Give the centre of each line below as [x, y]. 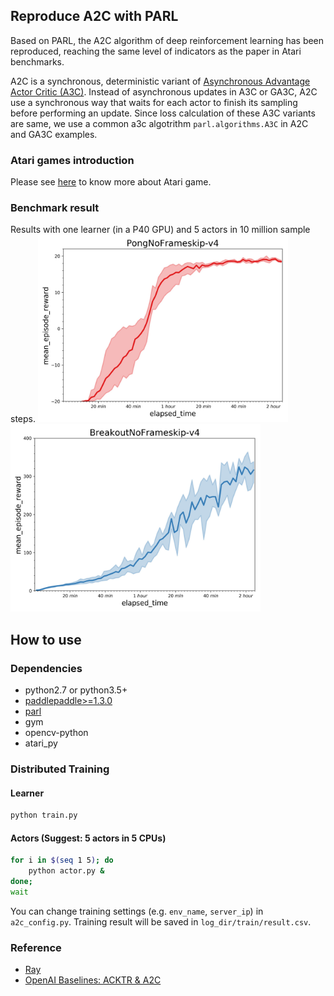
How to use [46, 639]
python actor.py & [66, 871]
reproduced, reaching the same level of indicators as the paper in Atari [156, 51]
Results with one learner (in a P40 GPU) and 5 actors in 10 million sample [160, 230]
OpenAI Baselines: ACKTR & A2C [93, 980]
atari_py [41, 743]
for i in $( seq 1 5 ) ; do [62, 860]
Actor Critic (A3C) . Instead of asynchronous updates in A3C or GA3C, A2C [164, 91]
